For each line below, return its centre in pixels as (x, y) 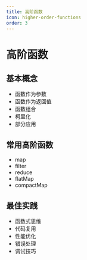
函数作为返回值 (33, 101)
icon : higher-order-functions (44, 17)
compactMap (31, 185)
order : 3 (17, 23)
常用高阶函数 (30, 145)
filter (21, 166)
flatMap (24, 179)
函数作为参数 (30, 94)
